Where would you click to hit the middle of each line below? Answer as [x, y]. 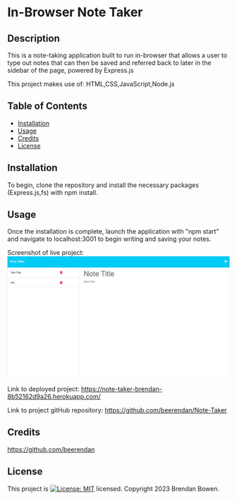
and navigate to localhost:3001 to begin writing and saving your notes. [109, 239]
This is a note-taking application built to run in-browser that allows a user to [117, 55]
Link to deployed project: [43, 389]
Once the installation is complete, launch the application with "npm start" [113, 232]
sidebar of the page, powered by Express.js [71, 70]
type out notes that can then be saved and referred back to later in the [109, 63]
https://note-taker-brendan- [121, 389]
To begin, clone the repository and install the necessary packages [103, 185]
